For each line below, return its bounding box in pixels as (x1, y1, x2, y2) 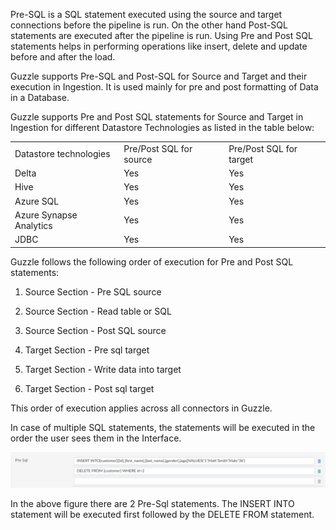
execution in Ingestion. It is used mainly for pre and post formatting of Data (10, 81, 319, 93)
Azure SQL (14, 195, 60, 207)
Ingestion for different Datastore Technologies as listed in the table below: (10, 122, 315, 133)
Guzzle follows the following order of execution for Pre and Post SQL (10, 255, 294, 268)
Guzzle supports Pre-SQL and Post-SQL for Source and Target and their (10, 70, 308, 82)
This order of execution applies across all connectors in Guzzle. (10, 402, 273, 414)
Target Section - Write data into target (24, 363, 182, 375)
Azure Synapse (14, 209, 78, 221)
